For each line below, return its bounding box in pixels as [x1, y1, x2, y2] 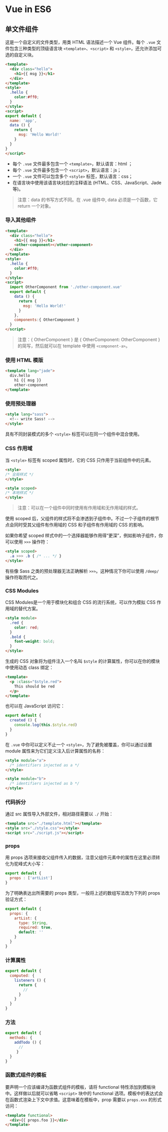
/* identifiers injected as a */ [10, 763, 80, 768]
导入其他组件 [5, 217, 37, 224]
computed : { [10, 973, 35, 978]
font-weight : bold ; [14, 639, 55, 644]
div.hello [10, 373, 30, 379]
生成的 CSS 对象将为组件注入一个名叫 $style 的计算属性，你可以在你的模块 [5, 658, 160, 664]
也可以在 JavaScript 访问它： [5, 703, 65, 709]
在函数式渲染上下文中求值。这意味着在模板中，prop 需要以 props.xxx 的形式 [5, 1096, 162, 1102]
